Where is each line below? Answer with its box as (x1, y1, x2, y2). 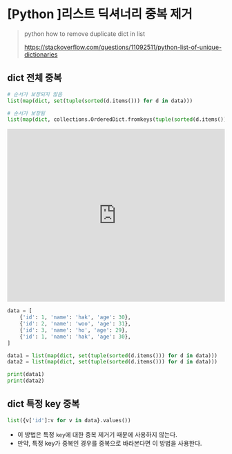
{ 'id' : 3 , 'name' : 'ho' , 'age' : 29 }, (19, 326, 128, 334)
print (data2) (7, 377, 45, 384)
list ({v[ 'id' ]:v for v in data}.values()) (7, 417, 131, 424)
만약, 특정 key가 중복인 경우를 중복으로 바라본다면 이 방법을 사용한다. (17, 439, 202, 447)
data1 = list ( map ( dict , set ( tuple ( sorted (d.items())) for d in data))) (7, 352, 217, 359)
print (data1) (7, 371, 45, 378)
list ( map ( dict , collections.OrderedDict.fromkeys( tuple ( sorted (7, 116, 193, 123)
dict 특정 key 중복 (7, 398, 80, 410)
